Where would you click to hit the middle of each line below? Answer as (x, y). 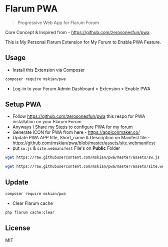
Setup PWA (23, 104)
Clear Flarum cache (33, 203)
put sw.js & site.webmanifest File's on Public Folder (66, 148)
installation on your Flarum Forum (47, 122)
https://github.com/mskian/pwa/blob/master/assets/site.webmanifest (83, 143)
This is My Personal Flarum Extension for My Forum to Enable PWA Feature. (83, 42)
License (18, 228)
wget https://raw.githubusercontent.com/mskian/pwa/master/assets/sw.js (82, 158)
